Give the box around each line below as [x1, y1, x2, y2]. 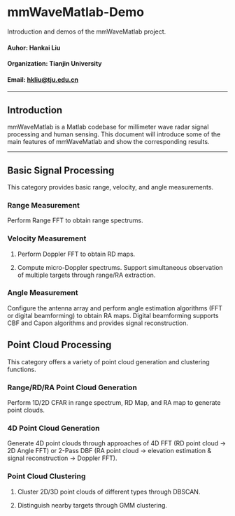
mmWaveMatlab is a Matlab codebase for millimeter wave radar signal [7, 123, 209, 131]
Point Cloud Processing [7, 339, 112, 351]
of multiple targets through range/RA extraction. [17, 271, 156, 279]
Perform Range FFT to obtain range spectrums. [7, 216, 143, 224]
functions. [7, 365, 36, 373]
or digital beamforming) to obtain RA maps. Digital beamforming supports [7, 311, 219, 320]
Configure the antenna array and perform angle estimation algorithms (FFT [7, 303, 222, 312]
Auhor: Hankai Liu [7, 43, 61, 52]
